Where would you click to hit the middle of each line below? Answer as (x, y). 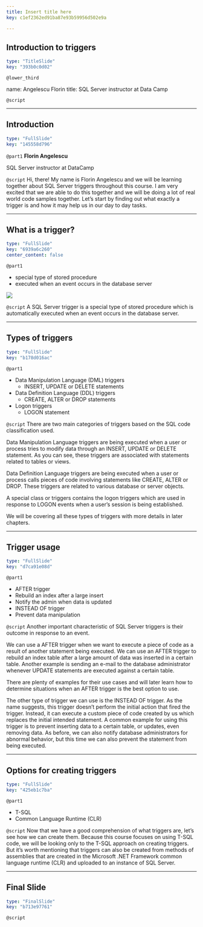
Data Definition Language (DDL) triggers (65, 393)
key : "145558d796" (29, 144)
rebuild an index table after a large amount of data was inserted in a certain (100, 658)
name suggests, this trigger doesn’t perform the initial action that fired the (98, 707)
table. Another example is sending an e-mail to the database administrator (98, 664)
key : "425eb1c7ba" (29, 790)
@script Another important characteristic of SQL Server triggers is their (95, 627)
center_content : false (35, 255)
